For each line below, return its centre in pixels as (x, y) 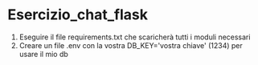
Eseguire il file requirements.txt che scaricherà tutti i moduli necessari (135, 37)
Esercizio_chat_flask (78, 15)
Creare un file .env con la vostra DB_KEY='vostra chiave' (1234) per (131, 45)
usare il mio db (44, 54)
